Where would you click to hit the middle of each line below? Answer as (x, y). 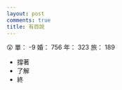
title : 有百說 (26, 27)
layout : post (26, 14)
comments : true (29, 20)
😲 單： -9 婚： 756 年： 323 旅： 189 (61, 47)
